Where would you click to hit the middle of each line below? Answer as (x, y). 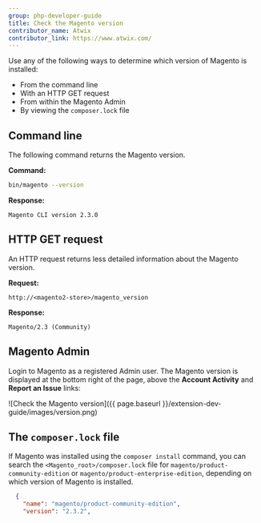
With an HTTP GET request (64, 94)
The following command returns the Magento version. (97, 155)
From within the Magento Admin (73, 102)
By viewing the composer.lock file (74, 111)
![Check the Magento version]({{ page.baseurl (84, 403)
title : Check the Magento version (66, 23)
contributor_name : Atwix (50, 30)
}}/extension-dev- (192, 403)
